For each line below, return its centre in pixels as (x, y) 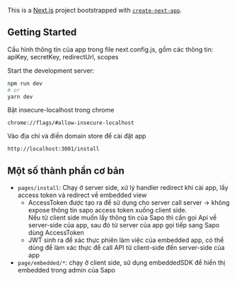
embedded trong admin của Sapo (66, 270)
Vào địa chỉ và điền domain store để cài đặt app (77, 136)
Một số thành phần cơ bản (66, 171)
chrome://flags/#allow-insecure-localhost (71, 123)
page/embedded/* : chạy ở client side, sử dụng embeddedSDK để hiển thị (121, 263)
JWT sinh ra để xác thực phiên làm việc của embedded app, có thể (126, 240)
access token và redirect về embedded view (82, 195)
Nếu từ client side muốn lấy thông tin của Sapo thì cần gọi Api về (122, 217)
